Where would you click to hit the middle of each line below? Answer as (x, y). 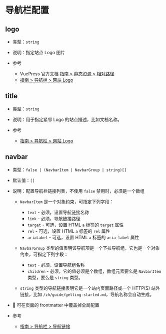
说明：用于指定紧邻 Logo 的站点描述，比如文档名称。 (67, 119)
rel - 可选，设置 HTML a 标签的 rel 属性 (69, 231)
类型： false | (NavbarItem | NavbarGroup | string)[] (69, 170)
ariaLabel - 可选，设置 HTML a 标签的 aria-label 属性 (83, 237)
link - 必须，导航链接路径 (54, 218)
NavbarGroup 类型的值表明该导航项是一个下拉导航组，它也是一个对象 (90, 248)
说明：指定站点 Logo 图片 (38, 52)
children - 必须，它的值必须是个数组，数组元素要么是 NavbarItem (94, 271)
